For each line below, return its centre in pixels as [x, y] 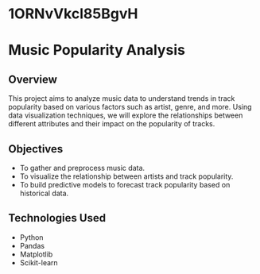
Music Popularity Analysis [97, 50]
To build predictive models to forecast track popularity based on [125, 185]
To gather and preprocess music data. [82, 168]
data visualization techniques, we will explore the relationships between [126, 115]
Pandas [32, 245]
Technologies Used [57, 218]
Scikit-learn [39, 262]
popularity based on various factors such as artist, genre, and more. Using [130, 107]
